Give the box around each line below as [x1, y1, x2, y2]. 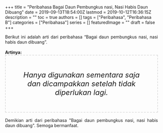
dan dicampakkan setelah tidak [27, 79, 136, 89]
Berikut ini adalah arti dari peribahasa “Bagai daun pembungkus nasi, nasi [5, 34, 158, 40]
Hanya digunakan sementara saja [23, 70, 140, 79]
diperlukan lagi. [55, 88, 108, 97]
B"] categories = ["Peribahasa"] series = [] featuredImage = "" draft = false [5, 19, 155, 25]
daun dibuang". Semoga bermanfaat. [5, 123, 79, 128]
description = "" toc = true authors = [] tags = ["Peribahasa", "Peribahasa [5, 15, 152, 20]
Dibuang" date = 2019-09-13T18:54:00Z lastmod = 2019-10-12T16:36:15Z [5, 9, 151, 15]
